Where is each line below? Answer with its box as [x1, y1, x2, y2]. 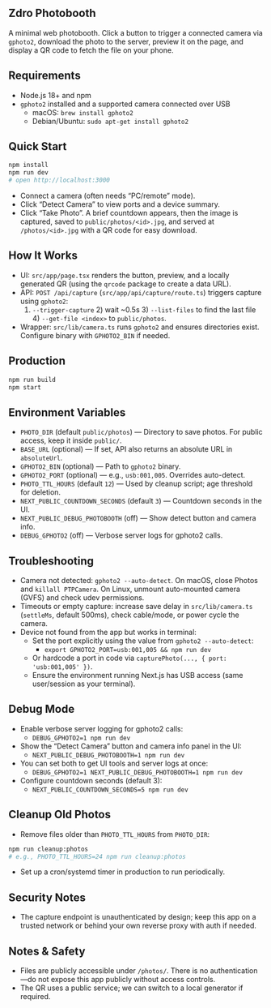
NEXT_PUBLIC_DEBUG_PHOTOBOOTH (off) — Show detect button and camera [19, 513, 256, 523]
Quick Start [8, 139, 67, 153]
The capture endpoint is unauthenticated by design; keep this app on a [19, 912, 256, 922]
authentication [210, 966, 258, 976]
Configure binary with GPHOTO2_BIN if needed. [19, 330, 171, 340]
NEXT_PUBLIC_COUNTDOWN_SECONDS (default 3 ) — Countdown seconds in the [19, 496, 263, 506]
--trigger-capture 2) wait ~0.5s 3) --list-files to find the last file [32, 304, 256, 315]
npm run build [8, 375, 57, 384]
